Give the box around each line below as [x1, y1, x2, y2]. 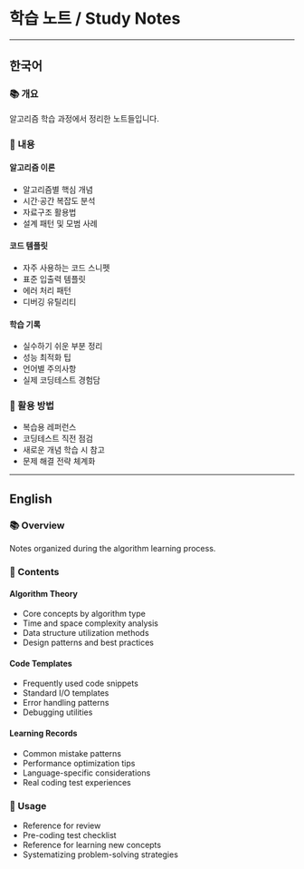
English [9, 491, 52, 506]
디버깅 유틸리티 [22, 296, 77, 307]
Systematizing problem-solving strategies [22, 849, 179, 860]
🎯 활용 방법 [9, 400, 54, 413]
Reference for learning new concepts [22, 839, 161, 850]
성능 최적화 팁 [22, 352, 71, 363]
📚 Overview [9, 519, 65, 532]
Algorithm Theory [9, 588, 79, 599]
